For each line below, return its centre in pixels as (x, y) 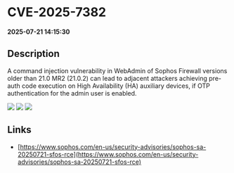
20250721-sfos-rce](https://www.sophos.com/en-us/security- (108, 154)
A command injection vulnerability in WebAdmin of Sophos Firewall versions (117, 70)
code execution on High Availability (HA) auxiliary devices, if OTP (116, 86)
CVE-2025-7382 (57, 12)
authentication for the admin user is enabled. (72, 93)
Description (33, 54)
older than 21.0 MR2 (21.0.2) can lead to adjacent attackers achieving (107, 78)
